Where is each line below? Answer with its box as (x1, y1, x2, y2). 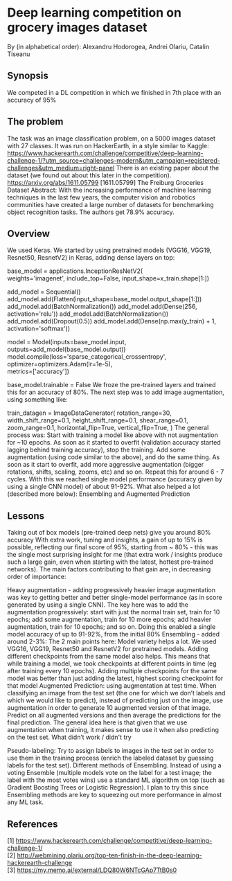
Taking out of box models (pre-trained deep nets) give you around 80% (7, 528, 211, 537)
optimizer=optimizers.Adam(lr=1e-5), (7, 360, 113, 368)
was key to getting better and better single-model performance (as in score (7, 594, 223, 602)
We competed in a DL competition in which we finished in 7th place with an (7, 88, 222, 96)
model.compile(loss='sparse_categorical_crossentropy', (7, 353, 167, 361)
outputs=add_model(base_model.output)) (7, 345, 126, 354)
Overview (7, 227, 51, 240)
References (7, 818, 58, 830)
